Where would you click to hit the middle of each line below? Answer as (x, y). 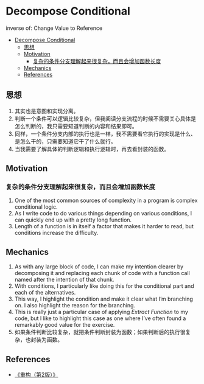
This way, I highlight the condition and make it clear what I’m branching (104, 299)
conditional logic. (36, 207)
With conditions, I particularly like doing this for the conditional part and (104, 286)
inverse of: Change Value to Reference (54, 28)
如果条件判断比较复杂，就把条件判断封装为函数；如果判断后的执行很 (100, 332)
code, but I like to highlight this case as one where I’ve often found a (100, 318)
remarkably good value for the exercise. (65, 325)
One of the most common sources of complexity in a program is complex (106, 201)
